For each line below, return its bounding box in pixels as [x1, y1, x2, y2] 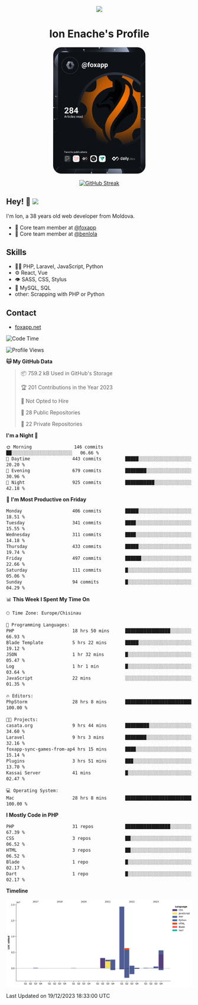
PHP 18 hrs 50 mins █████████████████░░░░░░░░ [6, 628, 192, 634]
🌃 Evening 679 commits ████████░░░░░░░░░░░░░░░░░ [6, 468, 192, 474]
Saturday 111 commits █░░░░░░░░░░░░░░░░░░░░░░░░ [6, 568, 192, 574]
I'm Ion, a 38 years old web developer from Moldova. [6, 212, 135, 220]
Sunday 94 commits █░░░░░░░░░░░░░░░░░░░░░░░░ [6, 579, 192, 585]
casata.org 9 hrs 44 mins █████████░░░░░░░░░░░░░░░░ [6, 723, 192, 729]
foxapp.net [14, 324, 41, 331]
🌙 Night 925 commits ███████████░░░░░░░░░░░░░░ [6, 479, 192, 486]
